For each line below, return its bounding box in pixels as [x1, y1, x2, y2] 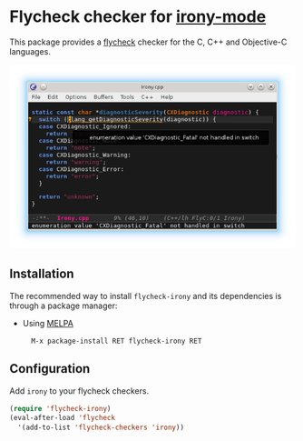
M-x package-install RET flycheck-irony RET [31, 336, 202, 346]
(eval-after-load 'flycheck [9, 414, 116, 423]
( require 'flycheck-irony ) [9, 404, 112, 413]
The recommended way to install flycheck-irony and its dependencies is [9, 290, 282, 301]
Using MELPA [22, 317, 74, 328]
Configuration [9, 361, 91, 376]
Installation [9, 266, 74, 282]
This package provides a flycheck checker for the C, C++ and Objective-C [9, 36, 288, 47]
